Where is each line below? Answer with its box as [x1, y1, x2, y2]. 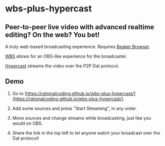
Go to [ [12, 90, 27, 96]
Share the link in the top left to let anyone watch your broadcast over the [12, 130, 160, 136]
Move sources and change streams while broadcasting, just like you [12, 115, 151, 121]
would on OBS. [12, 120, 43, 126]
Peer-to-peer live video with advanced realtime [5, 23, 155, 31]
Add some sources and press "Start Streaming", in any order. [12, 105, 137, 111]
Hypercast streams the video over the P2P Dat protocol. [5, 63, 119, 69]
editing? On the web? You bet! [5, 30, 100, 39]
